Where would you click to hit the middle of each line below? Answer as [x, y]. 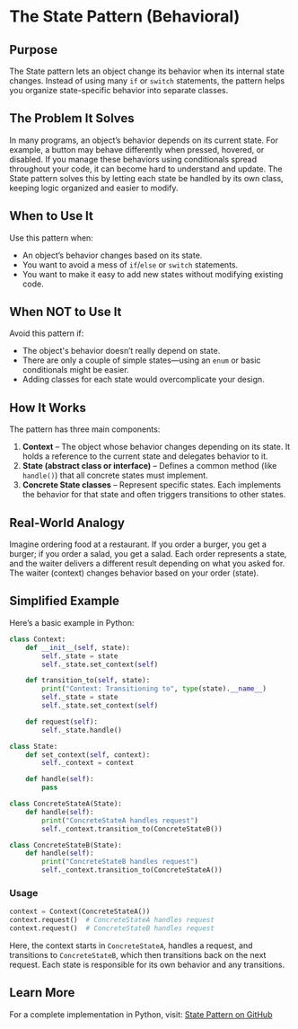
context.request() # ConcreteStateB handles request [112, 928]
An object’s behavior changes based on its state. [112, 255]
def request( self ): [62, 721]
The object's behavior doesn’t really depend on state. [121, 351]
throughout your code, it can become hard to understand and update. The [146, 169]
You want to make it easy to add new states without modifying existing [153, 274]
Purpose [34, 50]
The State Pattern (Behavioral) [125, 17]
